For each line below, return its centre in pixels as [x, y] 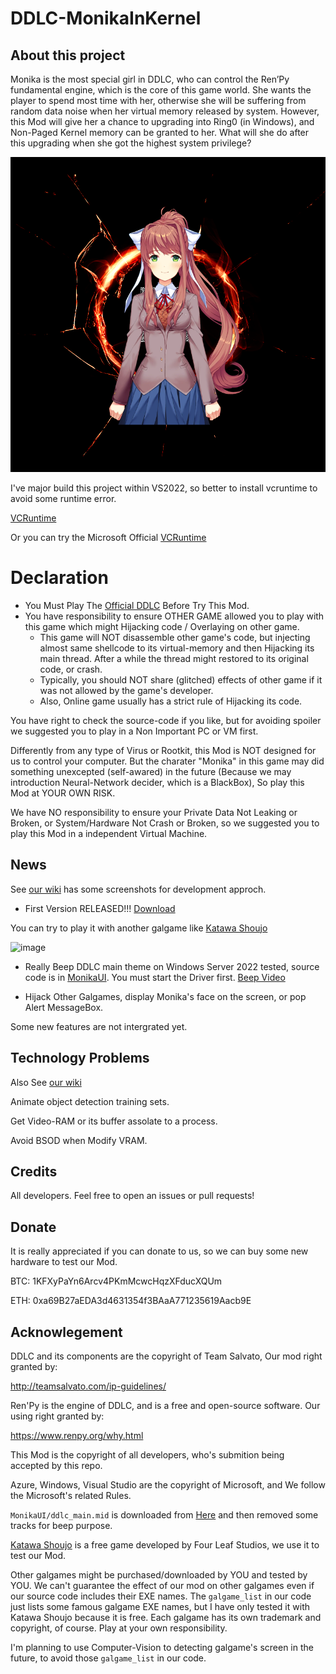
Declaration [59, 578]
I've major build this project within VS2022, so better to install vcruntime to [164, 488]
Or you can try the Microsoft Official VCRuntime [108, 537]
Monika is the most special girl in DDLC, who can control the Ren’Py [150, 79]
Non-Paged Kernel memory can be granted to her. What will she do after [160, 132]
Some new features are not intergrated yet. [99, 1026]
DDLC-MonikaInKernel [106, 18]
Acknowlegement [66, 1332]
